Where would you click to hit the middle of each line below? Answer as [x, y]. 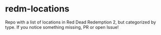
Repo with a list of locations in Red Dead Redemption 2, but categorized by [80, 22]
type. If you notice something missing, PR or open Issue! [62, 27]
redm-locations [37, 9]
